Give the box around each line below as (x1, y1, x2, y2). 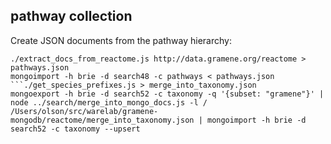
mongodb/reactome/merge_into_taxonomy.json (10, 115, 195, 125)
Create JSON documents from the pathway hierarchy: (10, 34, 232, 46)
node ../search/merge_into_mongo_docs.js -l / (10, 97, 208, 108)
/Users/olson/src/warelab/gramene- (10, 106, 159, 116)
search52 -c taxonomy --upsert (10, 124, 141, 134)
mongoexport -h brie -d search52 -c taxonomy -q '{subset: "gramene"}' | (10, 89, 325, 99)
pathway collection (10, 8, 133, 25)
